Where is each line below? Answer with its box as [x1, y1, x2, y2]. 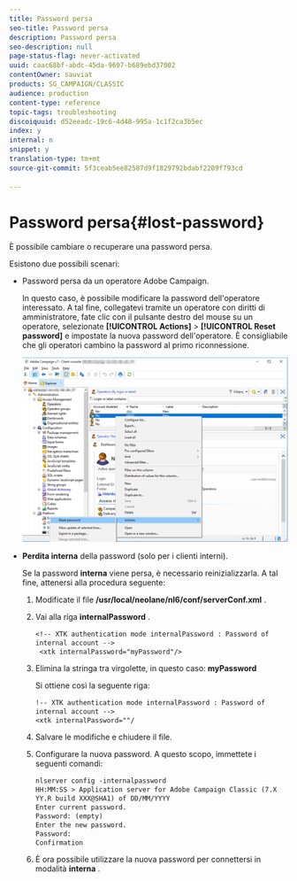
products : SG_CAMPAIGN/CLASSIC [9, 80, 125, 89]
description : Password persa [9, 33, 117, 42]
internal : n [9, 135, 53, 145]
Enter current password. [34, 802, 127, 812]
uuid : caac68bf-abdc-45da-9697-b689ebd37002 [9, 61, 176, 70]
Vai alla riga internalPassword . [34, 611, 150, 622]
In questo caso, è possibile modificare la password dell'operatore [21, 293, 261, 304]
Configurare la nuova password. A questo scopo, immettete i [34, 748, 256, 759]
